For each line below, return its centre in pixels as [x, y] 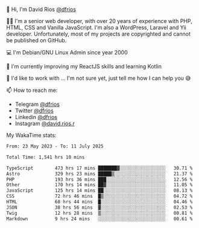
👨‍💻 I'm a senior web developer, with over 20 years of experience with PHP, [99, 21]
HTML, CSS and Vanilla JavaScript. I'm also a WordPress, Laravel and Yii [96, 28]
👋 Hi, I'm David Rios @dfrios [41, 9]
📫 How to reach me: [32, 90]
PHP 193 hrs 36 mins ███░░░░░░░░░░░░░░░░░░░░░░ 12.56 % [99, 179]
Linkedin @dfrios [36, 117]
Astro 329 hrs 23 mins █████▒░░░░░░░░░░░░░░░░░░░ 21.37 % [99, 174]
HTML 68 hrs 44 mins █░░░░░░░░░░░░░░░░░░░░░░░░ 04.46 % [99, 202]
